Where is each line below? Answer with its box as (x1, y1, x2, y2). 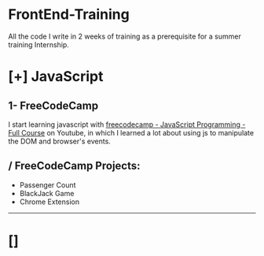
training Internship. (8, 39, 69, 49)
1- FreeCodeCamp (8, 98, 99, 112)
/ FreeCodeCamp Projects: (8, 159, 141, 173)
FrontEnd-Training (8, 6, 130, 24)
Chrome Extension (19, 197, 80, 206)
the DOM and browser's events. (8, 136, 112, 146)
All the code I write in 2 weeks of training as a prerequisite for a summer (8, 32, 241, 41)
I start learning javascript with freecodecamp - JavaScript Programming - (8, 120, 246, 129)
